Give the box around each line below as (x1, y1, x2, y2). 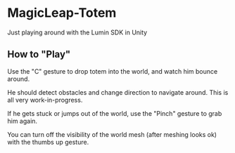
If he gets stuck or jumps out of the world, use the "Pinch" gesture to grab (7, 109, 222, 117)
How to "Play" (7, 48, 71, 60)
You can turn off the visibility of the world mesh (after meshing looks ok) (7, 130, 217, 138)
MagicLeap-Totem (7, 5, 117, 21)
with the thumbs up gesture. (7, 138, 89, 146)
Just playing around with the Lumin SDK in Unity (7, 28, 148, 36)
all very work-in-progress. (7, 95, 83, 104)
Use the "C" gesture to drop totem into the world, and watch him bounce (7, 67, 218, 75)
